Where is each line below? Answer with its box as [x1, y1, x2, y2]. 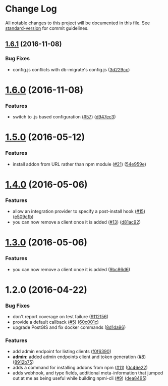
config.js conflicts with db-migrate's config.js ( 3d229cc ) [12, 66, 130, 72]
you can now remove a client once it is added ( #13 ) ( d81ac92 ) [12, 219, 141, 225]
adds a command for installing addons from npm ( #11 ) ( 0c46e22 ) [12, 365, 148, 371]
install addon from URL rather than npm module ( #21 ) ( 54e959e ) [12, 161, 146, 167]
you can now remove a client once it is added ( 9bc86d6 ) [12, 266, 130, 272]
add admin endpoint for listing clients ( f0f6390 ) [12, 349, 111, 355]
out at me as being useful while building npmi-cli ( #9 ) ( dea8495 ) [12, 375, 147, 381]
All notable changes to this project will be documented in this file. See [5, 20, 150, 26]
